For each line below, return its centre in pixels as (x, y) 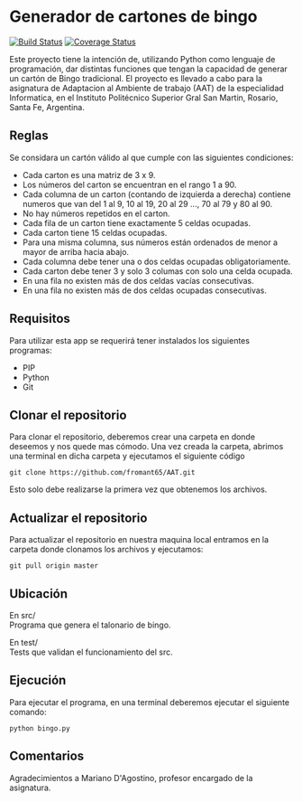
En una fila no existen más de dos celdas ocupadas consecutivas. (145, 290)
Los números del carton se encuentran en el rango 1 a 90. (129, 184)
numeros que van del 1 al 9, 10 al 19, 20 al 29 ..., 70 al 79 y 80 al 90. (147, 203)
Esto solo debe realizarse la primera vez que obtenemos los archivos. (138, 489)
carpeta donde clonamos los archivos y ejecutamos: (106, 550)
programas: (31, 350)
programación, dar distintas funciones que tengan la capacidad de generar (149, 69)
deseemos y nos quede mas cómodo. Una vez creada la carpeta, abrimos (146, 447)
